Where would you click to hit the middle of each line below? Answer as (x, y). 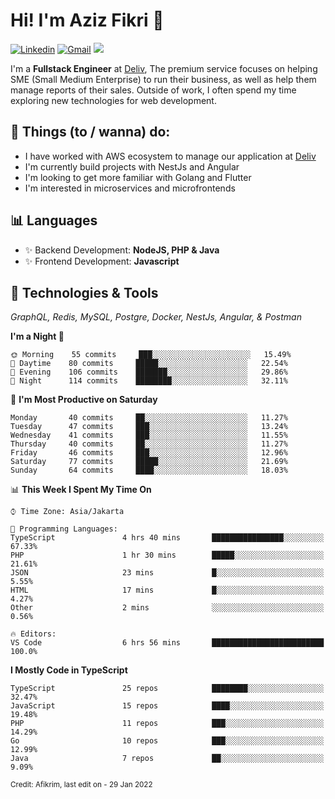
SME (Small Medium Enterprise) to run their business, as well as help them (163, 79)
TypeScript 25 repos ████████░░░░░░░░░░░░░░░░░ (167, 689)
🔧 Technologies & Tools (84, 292)
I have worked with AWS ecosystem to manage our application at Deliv (170, 156)
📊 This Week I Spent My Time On (81, 490)
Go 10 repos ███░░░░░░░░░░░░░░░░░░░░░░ (167, 741)
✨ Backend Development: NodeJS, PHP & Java (122, 250)
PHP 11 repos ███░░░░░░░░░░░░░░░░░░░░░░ (167, 724)
